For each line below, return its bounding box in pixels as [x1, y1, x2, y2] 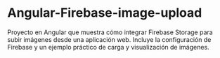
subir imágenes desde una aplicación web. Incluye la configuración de [7, 35, 212, 43]
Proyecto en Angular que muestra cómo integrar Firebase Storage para [7, 28, 213, 36]
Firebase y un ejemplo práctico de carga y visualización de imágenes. [7, 43, 209, 51]
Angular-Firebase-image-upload [7, 5, 202, 21]
